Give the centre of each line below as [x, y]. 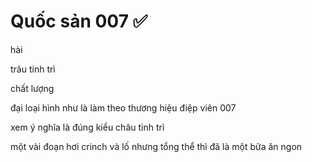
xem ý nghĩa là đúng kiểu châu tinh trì [87, 127]
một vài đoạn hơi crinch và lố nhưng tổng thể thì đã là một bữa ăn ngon [156, 146]
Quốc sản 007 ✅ [79, 21]
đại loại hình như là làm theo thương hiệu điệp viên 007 [123, 107]
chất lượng [32, 88]
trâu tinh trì [33, 69]
